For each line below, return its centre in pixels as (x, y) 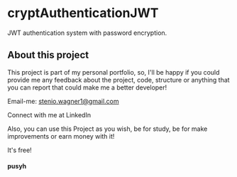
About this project (48, 55)
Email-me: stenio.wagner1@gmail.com (63, 101)
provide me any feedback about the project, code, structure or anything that (118, 80)
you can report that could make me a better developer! (87, 87)
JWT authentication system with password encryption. (87, 33)
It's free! (20, 150)
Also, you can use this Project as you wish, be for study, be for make (108, 129)
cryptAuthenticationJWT (83, 13)
